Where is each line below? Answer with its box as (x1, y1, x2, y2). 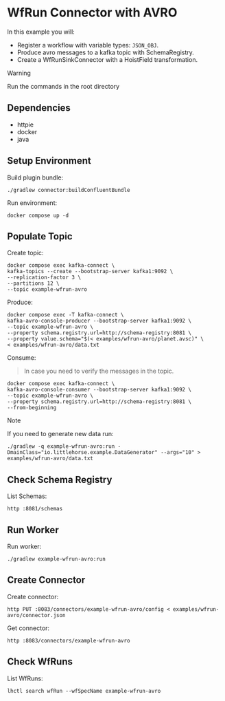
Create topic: (7, 249, 44, 257)
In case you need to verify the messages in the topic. (23, 367, 174, 376)
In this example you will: (7, 28, 75, 36)
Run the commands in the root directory (7, 82, 120, 90)
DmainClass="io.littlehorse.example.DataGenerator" (7, 449, 158, 456)
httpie (16, 120, 34, 129)
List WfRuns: (7, 674, 43, 682)
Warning (7, 69, 31, 77)
